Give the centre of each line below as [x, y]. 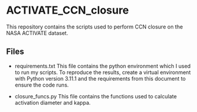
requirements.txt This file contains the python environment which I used [103, 66]
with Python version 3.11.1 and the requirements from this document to [100, 78]
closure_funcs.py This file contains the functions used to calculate [96, 96]
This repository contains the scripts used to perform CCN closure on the [95, 27]
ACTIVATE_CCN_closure [68, 10]
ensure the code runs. [42, 85]
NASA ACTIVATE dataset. [37, 33]
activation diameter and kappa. [53, 103]
